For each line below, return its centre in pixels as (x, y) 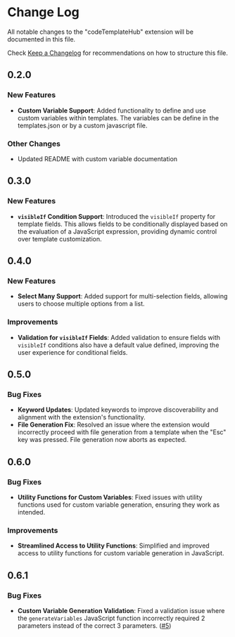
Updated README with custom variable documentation (97, 158)
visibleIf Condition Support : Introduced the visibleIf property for (116, 216)
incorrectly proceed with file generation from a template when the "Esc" (122, 432)
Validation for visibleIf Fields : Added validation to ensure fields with (119, 337)
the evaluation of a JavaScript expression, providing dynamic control (117, 231)
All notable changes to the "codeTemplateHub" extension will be (100, 32)
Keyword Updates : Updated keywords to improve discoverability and (118, 410)
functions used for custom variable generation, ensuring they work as (119, 505)
